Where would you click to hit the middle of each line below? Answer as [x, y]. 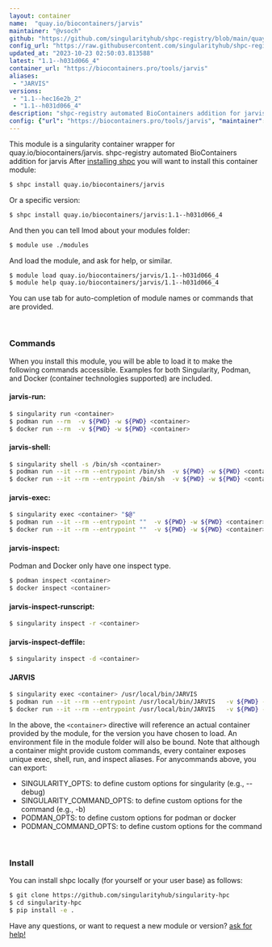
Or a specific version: [45, 200]
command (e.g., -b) [53, 809]
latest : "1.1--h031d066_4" [54, 61]
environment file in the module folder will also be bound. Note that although [135, 742]
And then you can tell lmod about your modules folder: [100, 230]
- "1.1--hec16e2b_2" [47, 99]
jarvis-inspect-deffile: [47, 642]
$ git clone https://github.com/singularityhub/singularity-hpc [119, 895]
